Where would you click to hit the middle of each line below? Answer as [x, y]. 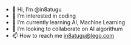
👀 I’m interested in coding [44, 16]
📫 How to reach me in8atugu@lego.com [63, 36]
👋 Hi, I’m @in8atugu [37, 9]
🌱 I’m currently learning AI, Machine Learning [69, 22]
